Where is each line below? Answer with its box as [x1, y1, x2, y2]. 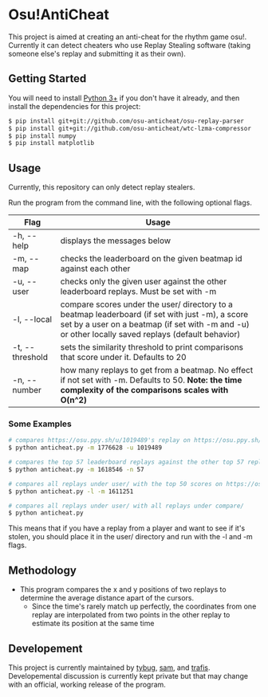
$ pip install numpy [8, 131, 77, 140]
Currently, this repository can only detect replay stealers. [8, 182, 195, 192]
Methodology [8, 563, 77, 577]
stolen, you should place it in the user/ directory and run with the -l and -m [8, 532, 253, 542]
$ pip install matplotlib [8, 139, 94, 147]
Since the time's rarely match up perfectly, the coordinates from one [31, 601, 257, 611]
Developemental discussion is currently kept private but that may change [8, 671, 249, 680]
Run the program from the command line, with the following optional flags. [8, 198, 253, 208]
